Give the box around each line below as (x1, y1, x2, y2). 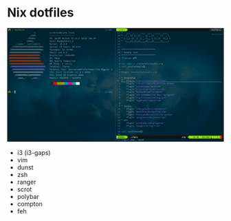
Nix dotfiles (7, 5, 74, 21)
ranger (16, 178, 36, 187)
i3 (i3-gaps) (16, 149, 51, 157)
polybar (16, 193, 39, 201)
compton (16, 200, 43, 208)
